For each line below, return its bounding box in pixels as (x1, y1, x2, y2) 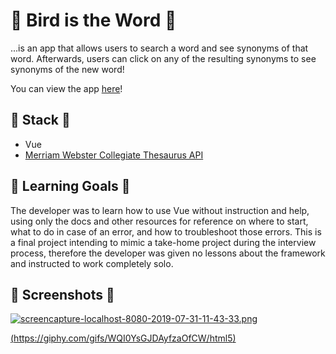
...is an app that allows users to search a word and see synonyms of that (10, 42, 309, 54)
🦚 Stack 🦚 (10, 112, 71, 129)
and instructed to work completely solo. (10, 257, 174, 269)
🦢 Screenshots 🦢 (10, 286, 115, 303)
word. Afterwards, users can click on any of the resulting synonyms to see (10, 52, 317, 64)
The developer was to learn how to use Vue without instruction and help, (10, 204, 310, 216)
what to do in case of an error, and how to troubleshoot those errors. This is (10, 225, 322, 238)
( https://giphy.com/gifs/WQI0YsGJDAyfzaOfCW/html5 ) (10, 332, 237, 344)
